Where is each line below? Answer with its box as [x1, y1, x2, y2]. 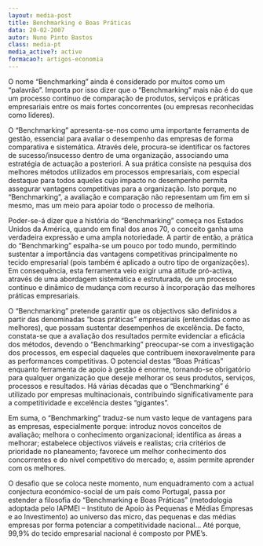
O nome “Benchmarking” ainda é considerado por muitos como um [8, 76, 225, 86]
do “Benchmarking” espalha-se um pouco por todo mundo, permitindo [8, 240, 237, 250]
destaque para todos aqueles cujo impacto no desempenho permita [8, 175, 228, 185]
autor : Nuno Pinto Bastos [8, 33, 93, 42]
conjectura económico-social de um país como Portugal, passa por [8, 486, 226, 496]
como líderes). [8, 110, 55, 119]
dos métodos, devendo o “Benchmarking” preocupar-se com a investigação [8, 339, 254, 349]
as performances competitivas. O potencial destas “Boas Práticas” [8, 356, 224, 365]
